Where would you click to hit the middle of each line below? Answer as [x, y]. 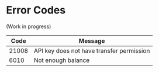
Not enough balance [62, 60]
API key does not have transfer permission [92, 50]
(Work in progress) [29, 26]
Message [92, 40]
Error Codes [36, 10]
